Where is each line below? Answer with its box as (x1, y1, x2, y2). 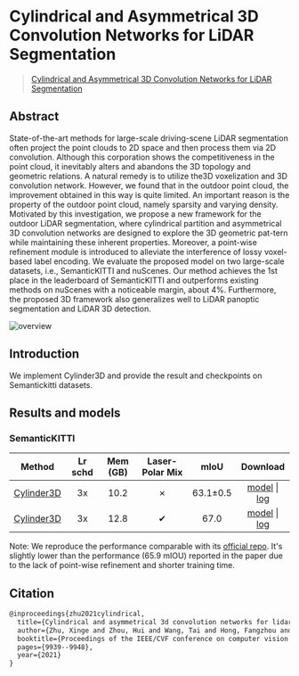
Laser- (147, 455, 178, 467)
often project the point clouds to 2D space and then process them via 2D (9, 142, 277, 153)
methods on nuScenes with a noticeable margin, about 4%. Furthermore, (9, 284, 277, 295)
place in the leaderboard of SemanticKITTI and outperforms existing (9, 275, 260, 285)
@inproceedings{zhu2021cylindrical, (9, 609, 145, 619)
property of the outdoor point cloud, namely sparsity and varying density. (9, 199, 279, 210)
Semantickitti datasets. (9, 379, 93, 390)
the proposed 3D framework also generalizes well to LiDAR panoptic (9, 293, 260, 304)
